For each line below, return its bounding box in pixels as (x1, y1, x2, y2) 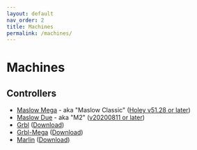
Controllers (6, 87, 57, 99)
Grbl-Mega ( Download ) (16, 128, 84, 137)
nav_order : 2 (6, 17, 45, 24)
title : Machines (6, 23, 54, 30)
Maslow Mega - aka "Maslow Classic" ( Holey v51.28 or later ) (16, 106, 191, 114)
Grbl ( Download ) (16, 121, 65, 129)
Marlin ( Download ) (16, 135, 70, 144)
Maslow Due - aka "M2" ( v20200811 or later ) (16, 113, 145, 122)
